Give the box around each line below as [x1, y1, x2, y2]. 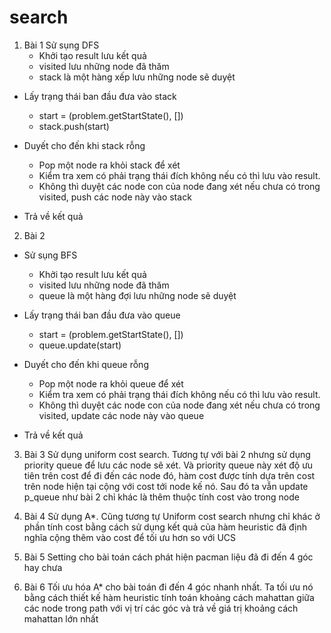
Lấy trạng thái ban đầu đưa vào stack [23, 90, 177, 102]
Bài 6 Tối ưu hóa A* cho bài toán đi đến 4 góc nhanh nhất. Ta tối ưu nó [23, 581, 314, 593]
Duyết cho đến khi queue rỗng [23, 358, 149, 370]
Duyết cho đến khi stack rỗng [23, 139, 146, 151]
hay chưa [23, 561, 63, 573]
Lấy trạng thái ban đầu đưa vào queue [23, 309, 181, 321]
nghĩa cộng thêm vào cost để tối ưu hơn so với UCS [23, 531, 237, 543]
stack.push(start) [38, 120, 110, 132]
